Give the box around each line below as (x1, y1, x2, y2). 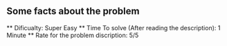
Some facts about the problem (6, 5, 140, 17)
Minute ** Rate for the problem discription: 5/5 (6, 31, 139, 39)
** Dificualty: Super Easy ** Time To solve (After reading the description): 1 (6, 23, 221, 32)
